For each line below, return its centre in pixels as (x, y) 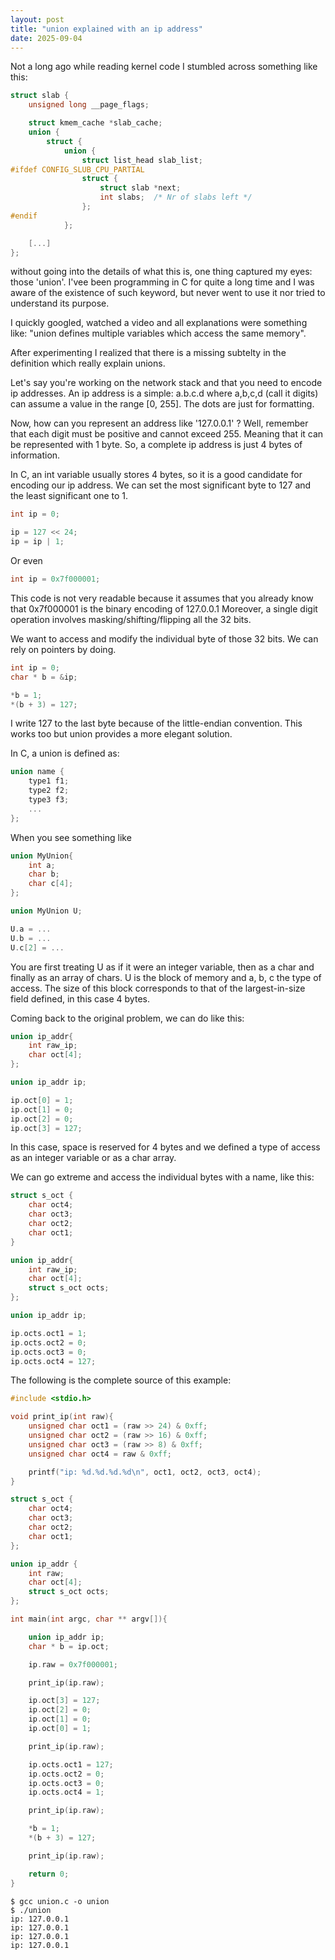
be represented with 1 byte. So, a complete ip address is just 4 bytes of (156, 445)
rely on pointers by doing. (63, 649)
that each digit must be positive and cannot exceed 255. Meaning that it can (167, 434)
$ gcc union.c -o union (60, 1901)
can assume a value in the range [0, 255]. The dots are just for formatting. (162, 404)
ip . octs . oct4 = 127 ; (53, 1361)
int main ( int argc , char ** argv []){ (89, 1619)
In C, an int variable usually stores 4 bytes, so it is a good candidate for (156, 475)
